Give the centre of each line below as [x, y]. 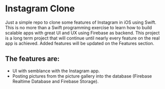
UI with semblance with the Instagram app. [56, 71]
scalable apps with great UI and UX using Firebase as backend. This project [82, 33]
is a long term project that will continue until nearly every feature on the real [82, 38]
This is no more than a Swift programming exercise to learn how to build [79, 27]
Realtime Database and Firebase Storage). [55, 81]
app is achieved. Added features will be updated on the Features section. [80, 43]
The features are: [32, 59]
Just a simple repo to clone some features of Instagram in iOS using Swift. [81, 22]
